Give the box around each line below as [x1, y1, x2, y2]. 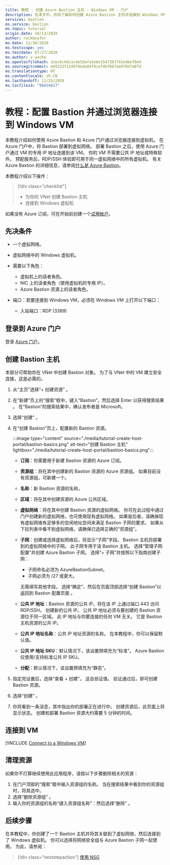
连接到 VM [5, 726, 38, 735]
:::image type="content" [12, 435, 63, 441]
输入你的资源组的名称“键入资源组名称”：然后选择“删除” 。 [12, 800, 133, 806]
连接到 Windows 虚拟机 [25, 200, 74, 206]
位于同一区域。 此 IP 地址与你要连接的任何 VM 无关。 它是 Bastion [24, 613, 162, 619]
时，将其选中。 [12, 787, 44, 793]
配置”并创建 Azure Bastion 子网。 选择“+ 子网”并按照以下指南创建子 [20, 549, 161, 556]
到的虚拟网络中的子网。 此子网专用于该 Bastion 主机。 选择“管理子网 [20, 543, 163, 549]
